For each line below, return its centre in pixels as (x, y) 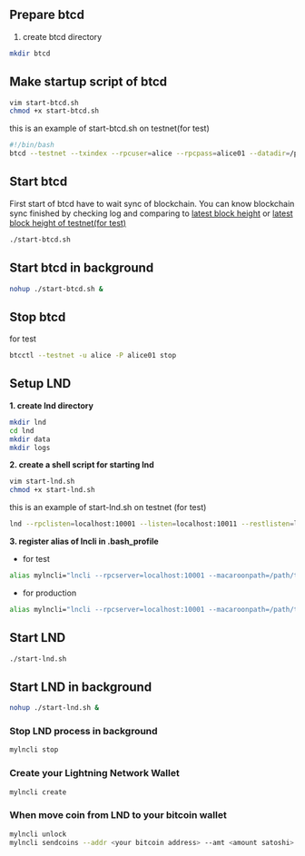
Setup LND (40, 384)
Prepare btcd (47, 15)
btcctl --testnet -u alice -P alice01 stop (93, 356)
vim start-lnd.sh (42, 482)
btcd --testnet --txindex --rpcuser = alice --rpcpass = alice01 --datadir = (150, 153)
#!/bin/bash (32, 145)
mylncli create (38, 792)
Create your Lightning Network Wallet (94, 773)
